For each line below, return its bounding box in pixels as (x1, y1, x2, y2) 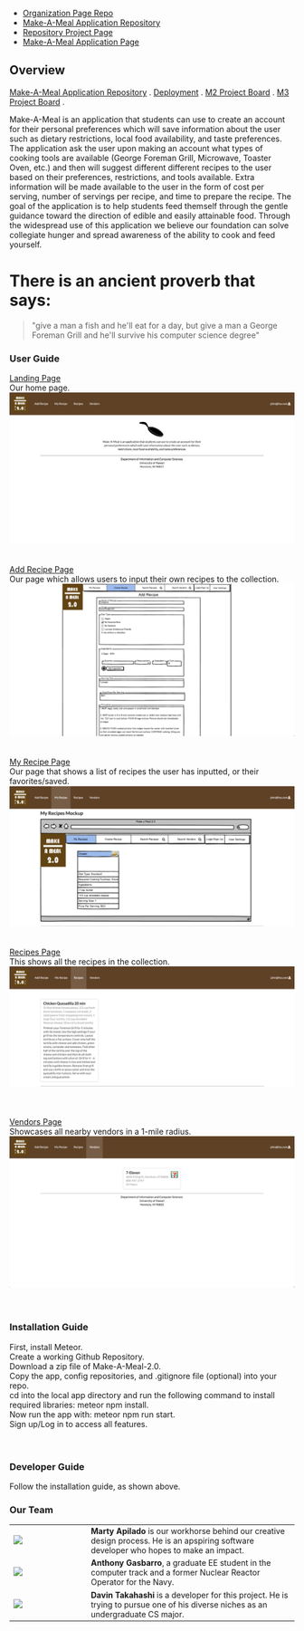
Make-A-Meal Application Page (22, 36, 140, 47)
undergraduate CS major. (90, 1608, 185, 1619)
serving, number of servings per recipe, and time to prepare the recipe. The (9, 190, 292, 202)
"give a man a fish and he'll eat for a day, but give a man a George (31, 320, 278, 331)
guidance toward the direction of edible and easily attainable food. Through (9, 210, 291, 221)
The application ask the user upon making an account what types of (9, 142, 263, 153)
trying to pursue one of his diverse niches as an (90, 1598, 268, 1610)
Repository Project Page (22, 27, 113, 37)
